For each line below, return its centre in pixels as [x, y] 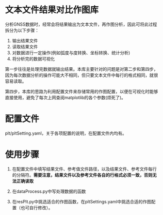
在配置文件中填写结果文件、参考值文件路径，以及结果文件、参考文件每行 [84, 169]
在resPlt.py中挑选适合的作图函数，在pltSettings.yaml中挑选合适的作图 [81, 201]
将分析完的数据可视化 [33, 59]
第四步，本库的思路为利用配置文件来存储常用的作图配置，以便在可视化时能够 [81, 91]
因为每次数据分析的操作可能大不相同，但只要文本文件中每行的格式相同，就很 [81, 75]
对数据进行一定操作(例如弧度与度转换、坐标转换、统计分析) [71, 53]
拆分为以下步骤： [22, 30]
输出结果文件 [25, 40]
